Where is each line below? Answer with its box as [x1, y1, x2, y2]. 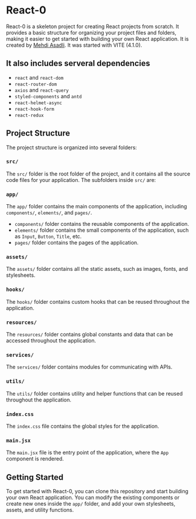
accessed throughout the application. [6, 337, 97, 344]
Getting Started [6, 472, 64, 482]
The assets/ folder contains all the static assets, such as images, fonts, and [6, 266, 188, 273]
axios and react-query [14, 86, 69, 94]
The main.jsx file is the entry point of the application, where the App [6, 449, 169, 456]
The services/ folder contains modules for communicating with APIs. [6, 363, 173, 370]
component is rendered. [6, 455, 64, 462]
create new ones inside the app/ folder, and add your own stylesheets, [6, 500, 176, 507]
